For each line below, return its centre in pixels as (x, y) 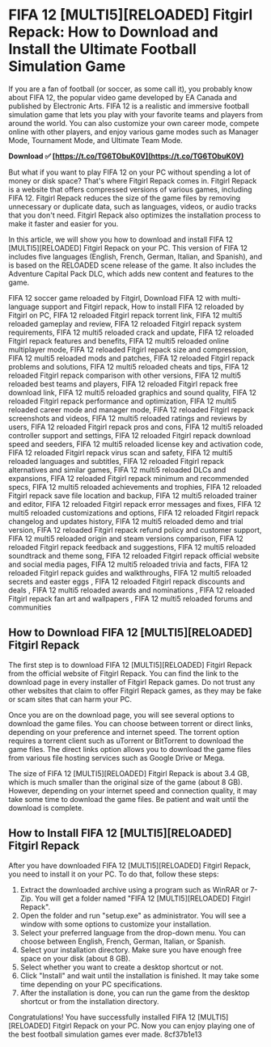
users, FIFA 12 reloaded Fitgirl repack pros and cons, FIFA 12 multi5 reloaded (136, 427)
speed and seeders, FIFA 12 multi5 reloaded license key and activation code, (136, 444)
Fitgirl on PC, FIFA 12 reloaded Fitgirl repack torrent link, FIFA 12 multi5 (125, 315)
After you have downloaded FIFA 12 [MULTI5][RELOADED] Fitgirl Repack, (129, 865)
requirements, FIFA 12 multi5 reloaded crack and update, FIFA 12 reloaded (131, 332)
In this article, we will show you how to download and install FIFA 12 (121, 239)
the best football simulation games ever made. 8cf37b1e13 (105, 1034)
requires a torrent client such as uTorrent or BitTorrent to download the (126, 741)
